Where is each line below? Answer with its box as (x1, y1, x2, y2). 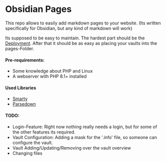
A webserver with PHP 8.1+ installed (12, 73, 87, 79)
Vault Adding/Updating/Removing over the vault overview (12, 145, 131, 151)
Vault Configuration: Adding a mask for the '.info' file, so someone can (12, 134, 157, 140)
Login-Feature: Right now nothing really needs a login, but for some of (12, 124, 157, 130)
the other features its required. (12, 129, 76, 135)
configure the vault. (12, 140, 53, 146)
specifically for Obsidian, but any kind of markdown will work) (5, 25, 132, 31)
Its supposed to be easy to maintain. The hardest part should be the (5, 35, 145, 41)
